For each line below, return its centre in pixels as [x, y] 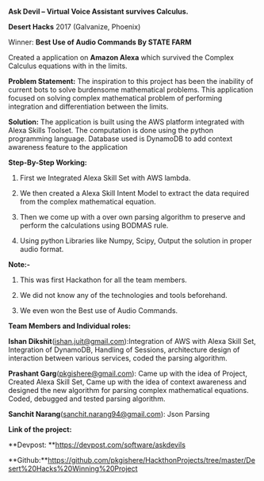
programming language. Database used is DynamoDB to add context [121, 139]
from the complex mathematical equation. [88, 202]
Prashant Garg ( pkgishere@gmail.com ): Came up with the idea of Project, [128, 373]
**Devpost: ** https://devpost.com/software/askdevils [97, 445]
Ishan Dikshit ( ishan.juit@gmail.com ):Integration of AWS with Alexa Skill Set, [132, 341]
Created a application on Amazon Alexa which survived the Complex [121, 57]
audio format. [42, 249]
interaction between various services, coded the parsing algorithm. [118, 358]
